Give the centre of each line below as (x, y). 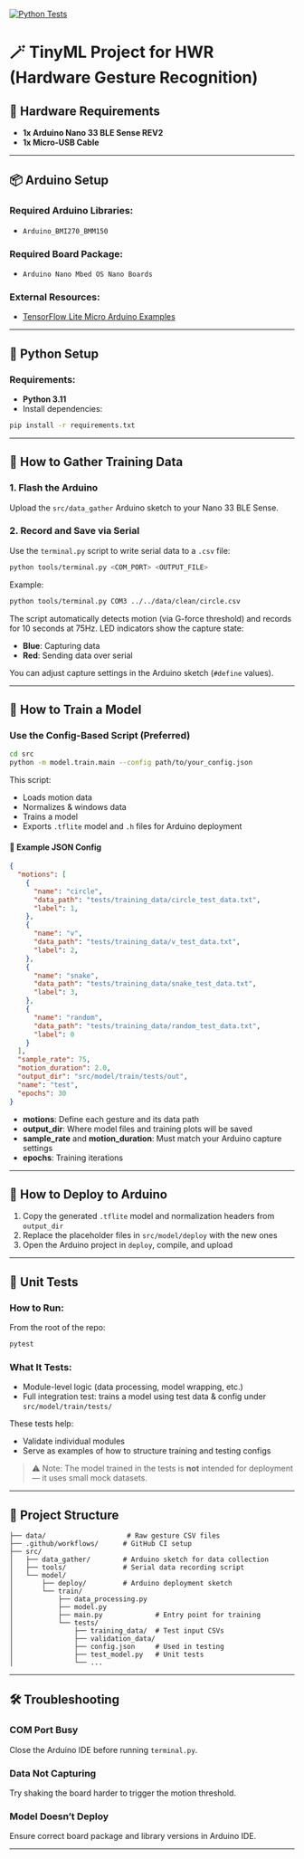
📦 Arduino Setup (59, 181)
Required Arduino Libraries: (71, 211)
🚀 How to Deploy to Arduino (88, 1194)
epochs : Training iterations (73, 1158)
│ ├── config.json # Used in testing (117, 1647)
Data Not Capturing (53, 1773)
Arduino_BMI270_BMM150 (65, 231)
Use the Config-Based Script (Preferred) (100, 735)
